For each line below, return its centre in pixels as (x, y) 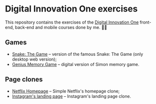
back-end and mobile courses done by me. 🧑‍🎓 (61, 27)
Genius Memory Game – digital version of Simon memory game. (76, 64)
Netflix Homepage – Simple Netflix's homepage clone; (66, 91)
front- (146, 22)
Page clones (24, 80)
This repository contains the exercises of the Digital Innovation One (72, 22)
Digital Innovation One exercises (71, 9)
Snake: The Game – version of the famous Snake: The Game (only (78, 54)
